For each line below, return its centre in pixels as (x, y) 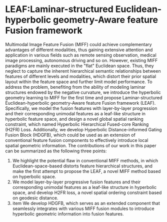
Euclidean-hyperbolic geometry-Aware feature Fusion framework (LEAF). (80, 103)
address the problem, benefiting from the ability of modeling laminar (75, 87)
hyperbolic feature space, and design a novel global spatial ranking (74, 119)
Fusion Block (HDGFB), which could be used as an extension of (70, 135)
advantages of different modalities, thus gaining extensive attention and (79, 50)
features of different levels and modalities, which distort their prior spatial (81, 76)
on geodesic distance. (35, 198)
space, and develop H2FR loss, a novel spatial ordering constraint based (87, 192)
